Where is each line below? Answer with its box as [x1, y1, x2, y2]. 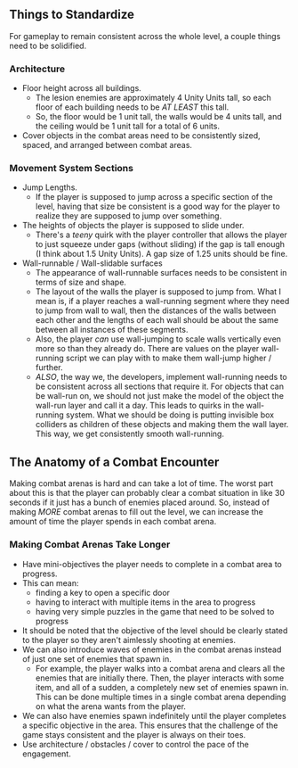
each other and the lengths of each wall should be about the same [35, 315, 278, 326]
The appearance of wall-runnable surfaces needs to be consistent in [35, 268, 287, 278]
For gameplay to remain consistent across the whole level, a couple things [9, 30, 281, 41]
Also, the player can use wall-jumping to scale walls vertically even [35, 334, 282, 344]
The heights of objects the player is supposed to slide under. [21, 220, 245, 231]
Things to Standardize [9, 7, 135, 22]
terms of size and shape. [35, 277, 127, 288]
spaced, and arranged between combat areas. [21, 140, 193, 151]
